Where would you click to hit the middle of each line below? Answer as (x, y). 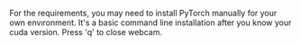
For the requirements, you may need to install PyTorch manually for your (143, 13)
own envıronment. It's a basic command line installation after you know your (150, 23)
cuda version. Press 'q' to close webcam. (86, 32)
